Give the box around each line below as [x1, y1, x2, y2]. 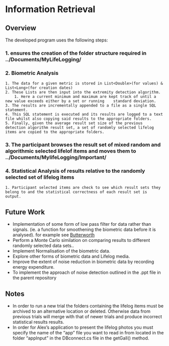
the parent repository [12, 275, 57, 281]
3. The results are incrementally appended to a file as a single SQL [5, 103, 156, 108]
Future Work [5, 208, 45, 216]
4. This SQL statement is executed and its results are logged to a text [5, 112, 163, 117]
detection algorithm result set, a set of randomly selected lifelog [5, 125, 154, 130]
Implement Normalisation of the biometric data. [12, 248, 111, 254]
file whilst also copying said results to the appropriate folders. [5, 116, 152, 122]
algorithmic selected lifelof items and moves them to [5, 147, 137, 155]
